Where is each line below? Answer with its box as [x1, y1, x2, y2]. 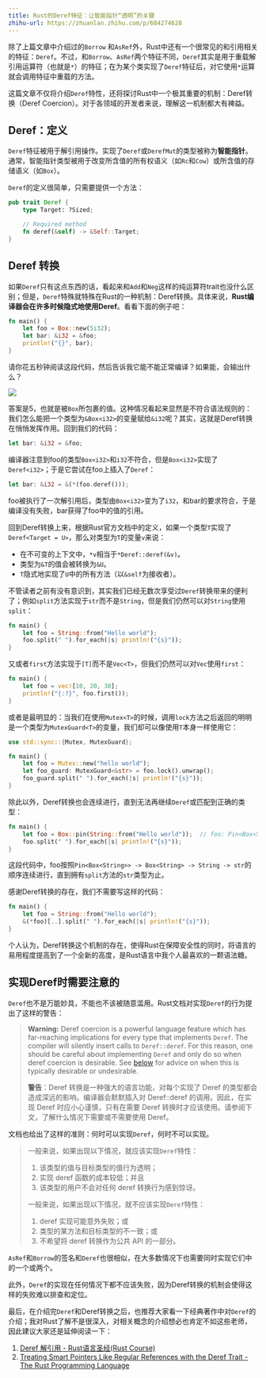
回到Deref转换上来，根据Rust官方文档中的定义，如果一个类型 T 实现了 [8, 522, 232, 532]
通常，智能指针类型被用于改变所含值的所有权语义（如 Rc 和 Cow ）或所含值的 [8, 156, 248, 166]
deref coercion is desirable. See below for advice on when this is [27, 1058, 240, 1067]
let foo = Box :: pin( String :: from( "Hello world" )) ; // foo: [22, 830, 225, 838]
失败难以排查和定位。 [21, 1289, 92, 1299]
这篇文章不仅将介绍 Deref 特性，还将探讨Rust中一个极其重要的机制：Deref [8, 88, 246, 98]
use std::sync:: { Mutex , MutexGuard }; [8, 738, 133, 746]
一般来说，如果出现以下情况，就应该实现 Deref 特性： [27, 1146, 199, 1155]
